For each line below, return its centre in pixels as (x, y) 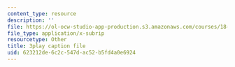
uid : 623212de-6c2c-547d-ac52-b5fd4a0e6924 (72, 53)
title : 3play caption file (47, 46)
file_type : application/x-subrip (56, 33)
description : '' (31, 20)
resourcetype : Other (37, 40)
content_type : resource (42, 14)
